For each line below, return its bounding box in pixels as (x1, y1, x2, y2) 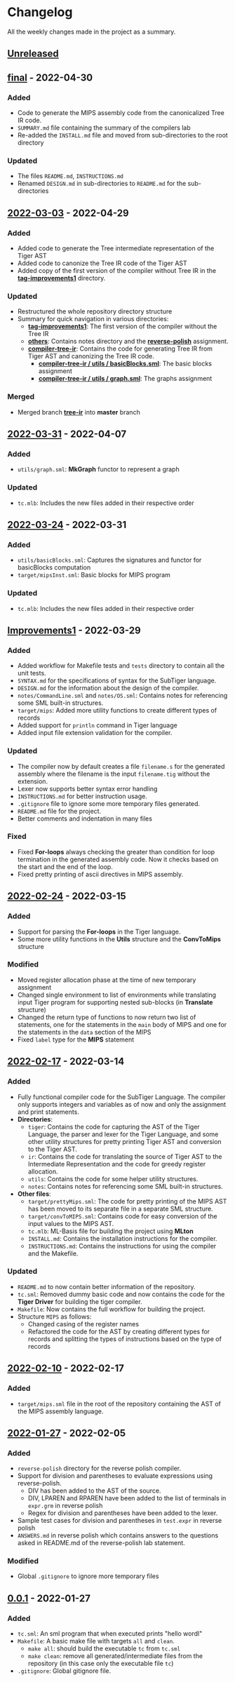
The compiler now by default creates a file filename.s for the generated (17, 762, 225, 770)
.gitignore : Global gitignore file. (17, 1667, 111, 1675)
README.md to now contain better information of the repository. (17, 1282, 196, 1291)
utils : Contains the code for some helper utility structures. (27, 1174, 199, 1183)
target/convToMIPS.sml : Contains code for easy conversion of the (27, 1211, 217, 1220)
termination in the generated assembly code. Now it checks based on (17, 855, 219, 863)
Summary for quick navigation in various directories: (17, 315, 169, 323)
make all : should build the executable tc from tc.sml (27, 1644, 181, 1653)
